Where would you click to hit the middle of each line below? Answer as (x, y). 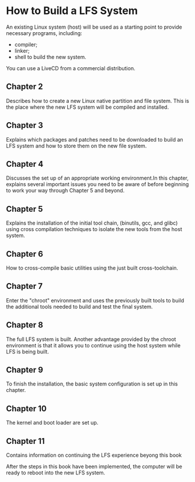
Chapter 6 (25, 254)
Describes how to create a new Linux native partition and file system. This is (98, 101)
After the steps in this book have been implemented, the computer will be (94, 467)
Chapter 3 (25, 125)
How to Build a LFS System (72, 11)
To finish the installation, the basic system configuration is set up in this (92, 384)
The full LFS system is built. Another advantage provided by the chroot (91, 339)
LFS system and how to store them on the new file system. (76, 146)
